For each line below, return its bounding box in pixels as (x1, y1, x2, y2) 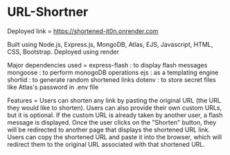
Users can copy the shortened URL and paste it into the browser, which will (7, 132, 222, 141)
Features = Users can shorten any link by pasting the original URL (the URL (7, 96, 222, 104)
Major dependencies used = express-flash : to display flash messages (7, 61, 208, 69)
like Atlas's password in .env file (7, 83, 99, 91)
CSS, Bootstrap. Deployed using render (7, 48, 120, 56)
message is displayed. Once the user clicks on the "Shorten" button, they (7, 118, 217, 126)
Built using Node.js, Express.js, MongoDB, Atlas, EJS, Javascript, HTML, (7, 40, 213, 48)
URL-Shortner (7, 4, 89, 20)
